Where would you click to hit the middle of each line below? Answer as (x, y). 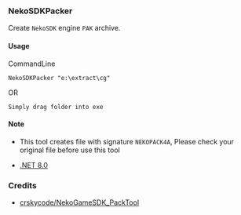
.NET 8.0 (34, 165)
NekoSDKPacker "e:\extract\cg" (59, 78)
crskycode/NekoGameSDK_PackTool (79, 202)
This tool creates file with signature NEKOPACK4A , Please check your (126, 141)
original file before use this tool (69, 150)
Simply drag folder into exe (56, 107)
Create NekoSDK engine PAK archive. (64, 28)
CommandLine (32, 64)
